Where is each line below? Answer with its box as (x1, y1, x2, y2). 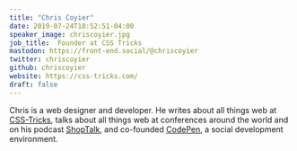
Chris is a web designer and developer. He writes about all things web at (9, 104, 277, 115)
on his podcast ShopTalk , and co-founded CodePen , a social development (9, 123, 284, 135)
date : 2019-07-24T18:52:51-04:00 (9, 22, 135, 31)
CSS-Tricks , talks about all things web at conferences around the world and (9, 114, 289, 125)
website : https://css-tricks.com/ (9, 72, 139, 81)
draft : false (9, 80, 58, 89)
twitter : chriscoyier (9, 55, 91, 64)
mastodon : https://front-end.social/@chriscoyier (9, 47, 199, 56)
